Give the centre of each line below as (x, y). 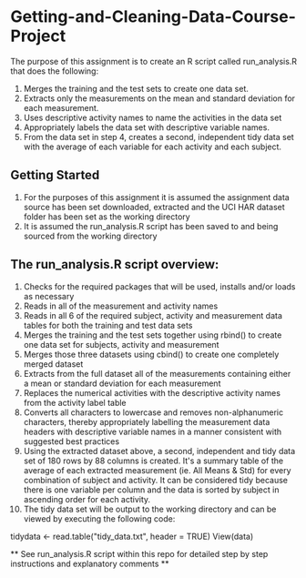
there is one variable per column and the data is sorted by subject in (151, 490)
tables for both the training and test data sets (108, 325)
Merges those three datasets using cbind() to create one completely (151, 354)
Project (38, 36)
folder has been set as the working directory (107, 217)
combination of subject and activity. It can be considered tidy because (155, 480)
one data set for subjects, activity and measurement (121, 344)
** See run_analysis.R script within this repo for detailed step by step (139, 553)
